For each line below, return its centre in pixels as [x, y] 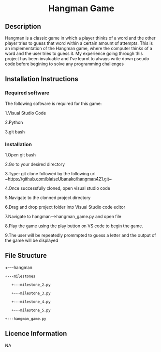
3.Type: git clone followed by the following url [50, 173]
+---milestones [20, 276]
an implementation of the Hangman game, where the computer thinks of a [79, 48]
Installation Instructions [42, 79]
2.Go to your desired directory [35, 164]
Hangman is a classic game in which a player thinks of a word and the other [80, 38]
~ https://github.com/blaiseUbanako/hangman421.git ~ [59, 179]
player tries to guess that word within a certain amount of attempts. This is [79, 43]
